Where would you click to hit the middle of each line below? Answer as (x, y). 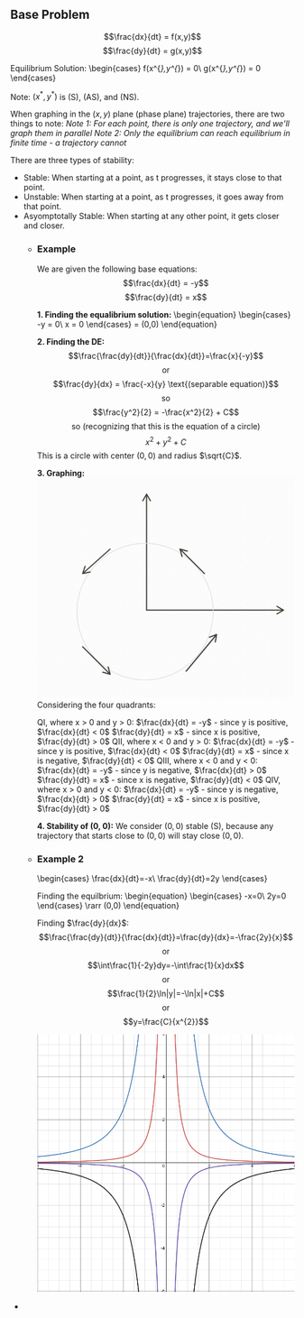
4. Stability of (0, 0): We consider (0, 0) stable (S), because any (155, 825)
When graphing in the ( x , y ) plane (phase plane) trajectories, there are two (147, 114)
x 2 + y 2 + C (166, 441)
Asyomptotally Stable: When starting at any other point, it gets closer (151, 217)
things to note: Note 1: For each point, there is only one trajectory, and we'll (150, 124)
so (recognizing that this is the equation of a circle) (166, 426)
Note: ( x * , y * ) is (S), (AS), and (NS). (75, 96)
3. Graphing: (60, 474)
